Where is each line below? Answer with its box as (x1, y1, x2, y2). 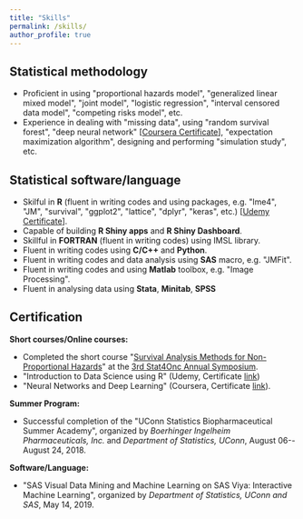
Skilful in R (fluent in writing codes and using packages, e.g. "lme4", (22, 196, 278, 207)
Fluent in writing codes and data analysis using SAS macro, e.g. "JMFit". (22, 255, 292, 264)
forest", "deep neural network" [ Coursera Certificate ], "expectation (22, 126, 274, 137)
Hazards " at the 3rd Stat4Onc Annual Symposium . (71, 361, 259, 372)
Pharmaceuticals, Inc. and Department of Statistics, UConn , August (22, 434, 277, 445)
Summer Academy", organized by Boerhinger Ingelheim (22, 424, 231, 436)
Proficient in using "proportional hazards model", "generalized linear (22, 88, 279, 99)
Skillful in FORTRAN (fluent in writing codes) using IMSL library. (22, 235, 261, 245)
